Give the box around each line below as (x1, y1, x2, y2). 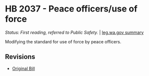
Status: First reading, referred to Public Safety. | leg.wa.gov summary (5, 29, 144, 35)
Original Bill (12, 65, 35, 71)
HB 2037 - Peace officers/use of (5, 3, 138, 14)
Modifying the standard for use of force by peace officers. (5, 38, 121, 44)
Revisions (5, 53, 35, 61)
